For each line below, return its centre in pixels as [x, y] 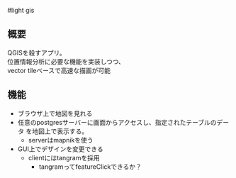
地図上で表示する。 [60, 131]
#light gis [21, 10]
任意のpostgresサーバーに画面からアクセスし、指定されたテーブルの [117, 122]
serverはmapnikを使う [61, 140]
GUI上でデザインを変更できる [61, 149]
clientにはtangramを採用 [64, 157]
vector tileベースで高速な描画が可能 [59, 70]
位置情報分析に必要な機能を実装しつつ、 [66, 61]
